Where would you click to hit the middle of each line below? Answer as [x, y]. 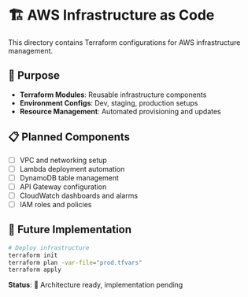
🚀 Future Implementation [70, 230]
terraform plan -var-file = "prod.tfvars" [76, 262]
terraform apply [35, 270]
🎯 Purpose [34, 76]
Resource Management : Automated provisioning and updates [120, 111]
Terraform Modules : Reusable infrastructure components [113, 95]
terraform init [33, 255]
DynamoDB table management [69, 177]
